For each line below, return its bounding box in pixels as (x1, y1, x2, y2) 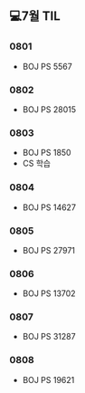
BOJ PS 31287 (22, 331, 76, 342)
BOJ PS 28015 (22, 103, 77, 115)
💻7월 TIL (9, 8, 61, 24)
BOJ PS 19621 (22, 374, 75, 385)
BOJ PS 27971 (22, 244, 75, 255)
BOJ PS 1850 (22, 148, 71, 158)
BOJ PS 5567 (22, 61, 72, 72)
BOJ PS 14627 (22, 202, 77, 213)
